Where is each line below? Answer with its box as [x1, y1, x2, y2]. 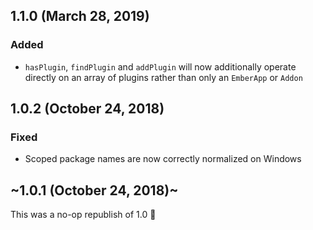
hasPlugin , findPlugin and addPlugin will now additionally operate [24, 60, 297, 73]
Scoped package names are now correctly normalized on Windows [24, 153, 302, 165]
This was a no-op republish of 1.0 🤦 [10, 209, 157, 221]
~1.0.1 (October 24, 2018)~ [10, 182, 179, 199]
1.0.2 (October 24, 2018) [10, 100, 165, 118]
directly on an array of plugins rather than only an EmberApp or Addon [24, 71, 303, 83]
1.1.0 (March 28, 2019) [10, 8, 150, 25]
